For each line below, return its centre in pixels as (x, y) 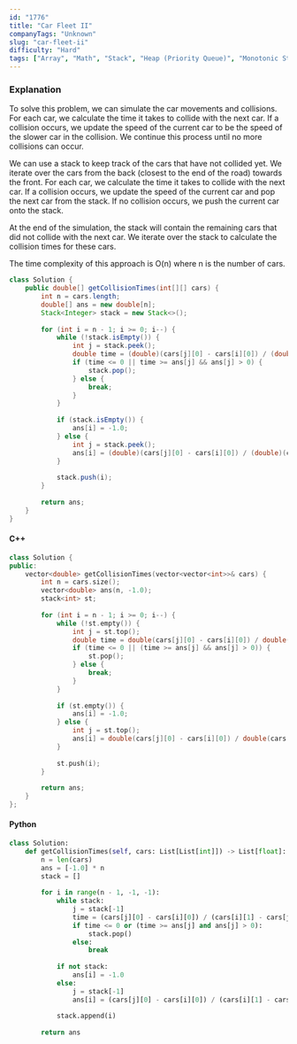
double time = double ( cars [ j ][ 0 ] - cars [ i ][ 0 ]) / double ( (181, 640)
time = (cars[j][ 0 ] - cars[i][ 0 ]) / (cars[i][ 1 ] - (168, 917)
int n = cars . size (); (81, 582)
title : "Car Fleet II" (51, 26)
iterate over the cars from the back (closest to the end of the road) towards (146, 173)
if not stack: (82, 967)
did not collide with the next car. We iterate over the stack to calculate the (143, 237)
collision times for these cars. (63, 247)
